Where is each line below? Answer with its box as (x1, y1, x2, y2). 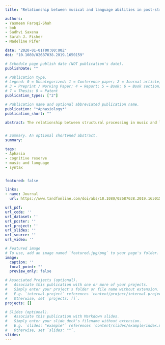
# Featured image (5, 246, 41, 251)
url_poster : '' (5, 219, 36, 224)
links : (5, 187, 19, 192)
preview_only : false (9, 269, 52, 274)
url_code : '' (5, 210, 32, 215)
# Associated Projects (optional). (5, 278, 78, 283)
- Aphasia (5, 151, 26, 156)
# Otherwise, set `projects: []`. (5, 296, 80, 301)
